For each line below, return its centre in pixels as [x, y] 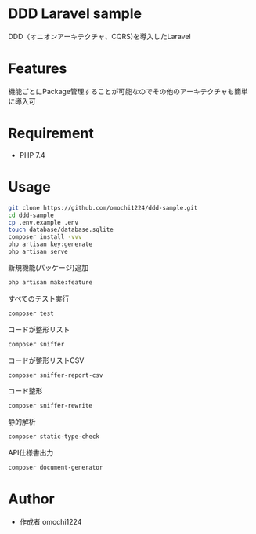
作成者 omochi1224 [50, 521]
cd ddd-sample [31, 215]
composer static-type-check [54, 437]
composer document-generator [56, 468]
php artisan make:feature [50, 282]
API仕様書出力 [31, 453]
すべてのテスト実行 [39, 298]
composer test [31, 313]
